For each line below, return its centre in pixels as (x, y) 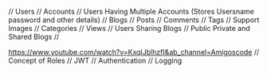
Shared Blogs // (34, 36)
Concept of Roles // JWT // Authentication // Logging (95, 60)
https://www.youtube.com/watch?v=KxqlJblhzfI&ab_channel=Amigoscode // (134, 52)
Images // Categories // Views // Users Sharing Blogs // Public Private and (130, 28)
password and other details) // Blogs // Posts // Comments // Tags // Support (134, 20)
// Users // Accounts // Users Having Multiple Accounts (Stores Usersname (132, 12)
